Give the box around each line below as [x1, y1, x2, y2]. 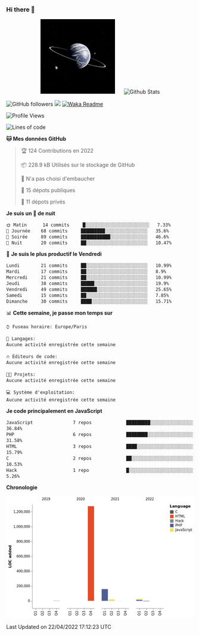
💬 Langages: [6, 336, 36, 342]
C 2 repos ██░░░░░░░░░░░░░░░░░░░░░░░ [6, 456, 194, 462]
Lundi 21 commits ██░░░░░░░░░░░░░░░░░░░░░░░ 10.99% [6, 263, 172, 269]
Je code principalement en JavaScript [6, 407, 102, 415]
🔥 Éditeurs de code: [6, 354, 58, 360]
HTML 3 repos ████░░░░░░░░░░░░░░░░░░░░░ [6, 444, 194, 450]
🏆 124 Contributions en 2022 [20, 147, 94, 155]
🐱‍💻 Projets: [6, 372, 36, 378]
